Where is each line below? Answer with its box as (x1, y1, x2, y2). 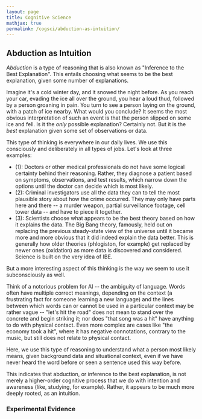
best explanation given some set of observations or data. (6, 127, 148, 135)
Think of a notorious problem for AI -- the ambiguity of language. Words (6, 283, 186, 290)
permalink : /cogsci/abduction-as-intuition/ (6, 25, 120, 32)
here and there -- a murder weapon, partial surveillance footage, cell (14, 202, 186, 209)
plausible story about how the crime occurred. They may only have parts (14, 196, 196, 203)
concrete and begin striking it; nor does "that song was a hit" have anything (6, 315, 194, 322)
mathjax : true (6, 20, 42, 26)
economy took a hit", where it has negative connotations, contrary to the (6, 328, 186, 335)
